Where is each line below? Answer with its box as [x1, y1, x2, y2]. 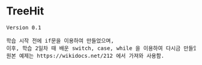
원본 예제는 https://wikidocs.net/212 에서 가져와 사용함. [6, 52, 165, 59]
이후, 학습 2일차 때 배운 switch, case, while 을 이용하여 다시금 [6, 45, 181, 52]
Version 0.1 [6, 24, 41, 31]
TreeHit [6, 4, 44, 18]
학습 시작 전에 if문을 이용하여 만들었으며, [6, 37, 114, 44]
